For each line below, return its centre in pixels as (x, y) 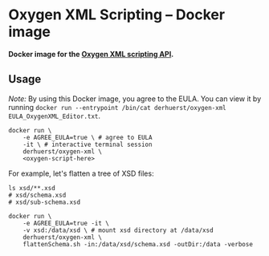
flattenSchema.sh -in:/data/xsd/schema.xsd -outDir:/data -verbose (138, 244)
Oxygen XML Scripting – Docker (117, 15)
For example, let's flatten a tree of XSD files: (81, 173)
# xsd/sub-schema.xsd (45, 202)
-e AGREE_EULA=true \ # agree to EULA (88, 137)
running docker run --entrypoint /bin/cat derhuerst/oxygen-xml (117, 107)
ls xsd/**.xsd (32, 188)
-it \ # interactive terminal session (88, 144)
